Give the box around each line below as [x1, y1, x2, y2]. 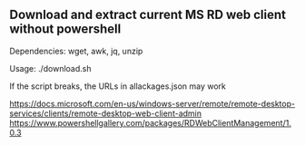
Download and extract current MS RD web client [9, 7, 287, 23]
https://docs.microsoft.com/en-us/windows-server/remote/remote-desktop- [9, 98, 296, 109]
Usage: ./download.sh [9, 63, 92, 73]
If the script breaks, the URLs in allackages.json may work [9, 81, 227, 92]
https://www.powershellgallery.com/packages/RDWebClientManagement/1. [9, 117, 292, 128]
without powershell [9, 22, 122, 37]
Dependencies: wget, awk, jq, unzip [9, 45, 143, 56]
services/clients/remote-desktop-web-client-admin [9, 108, 202, 119]
